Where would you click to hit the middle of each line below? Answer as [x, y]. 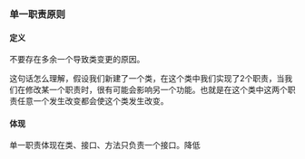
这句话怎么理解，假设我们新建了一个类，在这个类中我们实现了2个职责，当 [147, 79]
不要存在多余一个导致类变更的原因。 [77, 60]
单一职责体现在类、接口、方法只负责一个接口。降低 [105, 145]
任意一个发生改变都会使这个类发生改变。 [93, 101]
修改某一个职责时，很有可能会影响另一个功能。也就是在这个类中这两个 [156, 90]
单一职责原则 [38, 14]
